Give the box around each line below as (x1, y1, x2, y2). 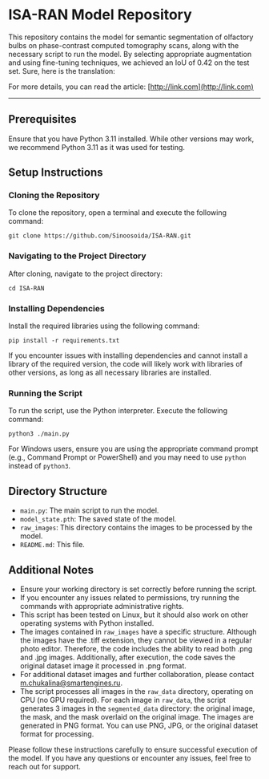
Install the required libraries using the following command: (8, 321, 200, 331)
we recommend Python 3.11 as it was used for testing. (8, 142, 186, 152)
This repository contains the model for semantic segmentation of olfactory (8, 32, 254, 42)
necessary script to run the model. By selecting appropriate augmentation (8, 49, 252, 59)
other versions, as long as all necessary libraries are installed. (8, 367, 212, 378)
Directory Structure (8, 484, 108, 498)
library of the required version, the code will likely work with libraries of (8, 359, 243, 369)
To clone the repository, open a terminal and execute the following (8, 208, 227, 217)
